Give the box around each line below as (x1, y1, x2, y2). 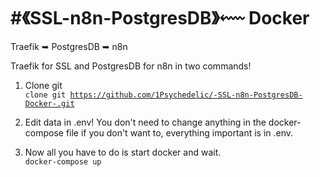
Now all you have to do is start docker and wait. (24, 146, 222, 158)
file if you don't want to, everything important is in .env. (65, 126, 294, 139)
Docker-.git (24, 98, 75, 109)
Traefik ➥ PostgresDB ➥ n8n (10, 40, 128, 52)
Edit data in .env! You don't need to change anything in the (24, 116, 267, 128)
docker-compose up (24, 156, 102, 167)
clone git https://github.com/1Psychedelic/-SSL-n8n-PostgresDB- (24, 90, 303, 100)
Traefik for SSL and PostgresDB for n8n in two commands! (10, 60, 252, 72)
